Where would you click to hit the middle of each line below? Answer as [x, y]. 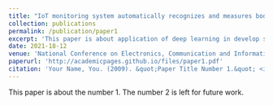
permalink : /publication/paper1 [63, 31]
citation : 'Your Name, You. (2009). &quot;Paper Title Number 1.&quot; [132, 69]
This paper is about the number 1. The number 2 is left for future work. [126, 92]
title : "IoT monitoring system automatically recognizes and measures [130, 16]
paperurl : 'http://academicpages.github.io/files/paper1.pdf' [116, 62]
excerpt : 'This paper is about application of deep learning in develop [134, 39]
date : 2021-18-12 [38, 46]
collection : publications [52, 24]
